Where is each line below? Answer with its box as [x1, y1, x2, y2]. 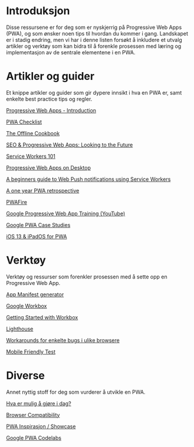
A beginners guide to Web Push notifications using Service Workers [6, 176, 171, 183]
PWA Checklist [6, 118, 42, 125]
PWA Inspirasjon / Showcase [6, 423, 76, 430]
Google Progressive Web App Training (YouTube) [6, 210, 126, 217]
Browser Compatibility [6, 411, 60, 418]
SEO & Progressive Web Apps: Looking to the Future [6, 141, 133, 148]
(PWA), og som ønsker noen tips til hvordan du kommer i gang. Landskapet [6, 30, 189, 37]
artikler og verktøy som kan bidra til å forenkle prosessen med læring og [6, 43, 182, 50]
